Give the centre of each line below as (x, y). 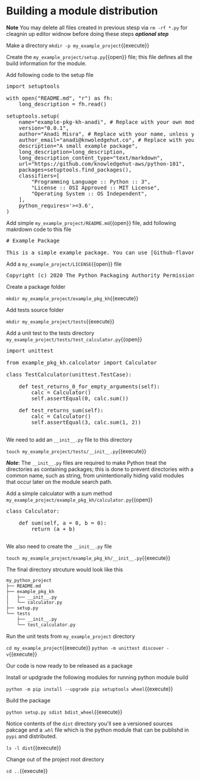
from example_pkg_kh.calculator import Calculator (82, 363)
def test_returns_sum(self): (61, 410)
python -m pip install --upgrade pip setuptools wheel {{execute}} (90, 689)
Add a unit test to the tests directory (50, 333)
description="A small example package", (79, 146)
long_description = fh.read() (63, 104)
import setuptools (33, 86)
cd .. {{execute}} (27, 770)
